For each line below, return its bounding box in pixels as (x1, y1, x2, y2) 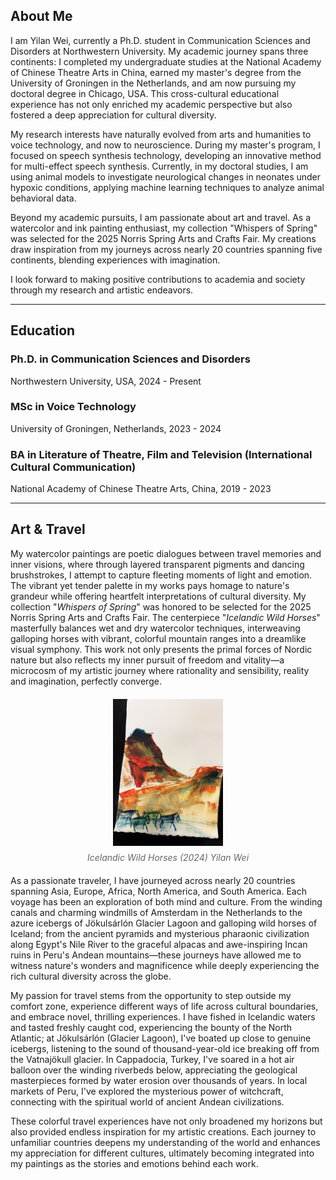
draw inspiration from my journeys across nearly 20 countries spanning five (10, 243, 323, 255)
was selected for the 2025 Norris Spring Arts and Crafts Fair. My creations (10, 232, 317, 244)
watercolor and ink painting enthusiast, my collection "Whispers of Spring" (10, 222, 318, 234)
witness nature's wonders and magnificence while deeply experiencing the (10, 960, 320, 972)
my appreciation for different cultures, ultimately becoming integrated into (10, 1147, 315, 1159)
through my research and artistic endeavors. (10, 284, 194, 296)
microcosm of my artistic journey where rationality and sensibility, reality (10, 664, 310, 676)
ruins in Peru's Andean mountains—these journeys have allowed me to (10, 949, 302, 961)
